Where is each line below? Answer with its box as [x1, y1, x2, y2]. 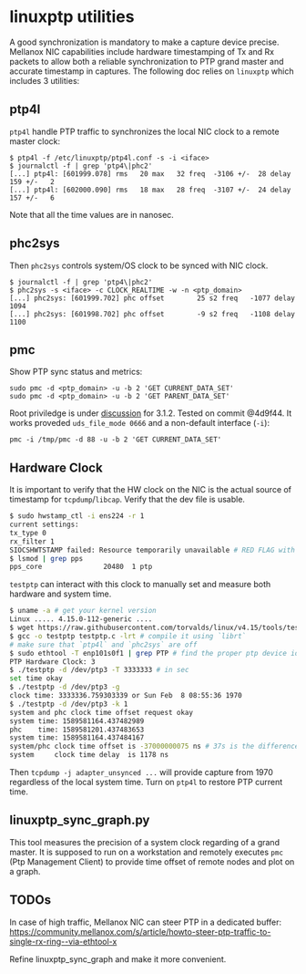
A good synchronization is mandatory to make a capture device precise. [9, 36, 280, 47]
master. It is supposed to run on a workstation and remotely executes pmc [9, 846, 284, 857]
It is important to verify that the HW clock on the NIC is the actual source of [9, 484, 292, 495]
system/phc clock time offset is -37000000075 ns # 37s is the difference [9, 741, 300, 751]
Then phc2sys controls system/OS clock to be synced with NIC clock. [9, 260, 269, 271]
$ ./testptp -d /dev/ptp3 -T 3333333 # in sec [9, 666, 189, 675]
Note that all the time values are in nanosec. [9, 209, 175, 220]
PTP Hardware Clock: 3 [9, 657, 96, 667]
